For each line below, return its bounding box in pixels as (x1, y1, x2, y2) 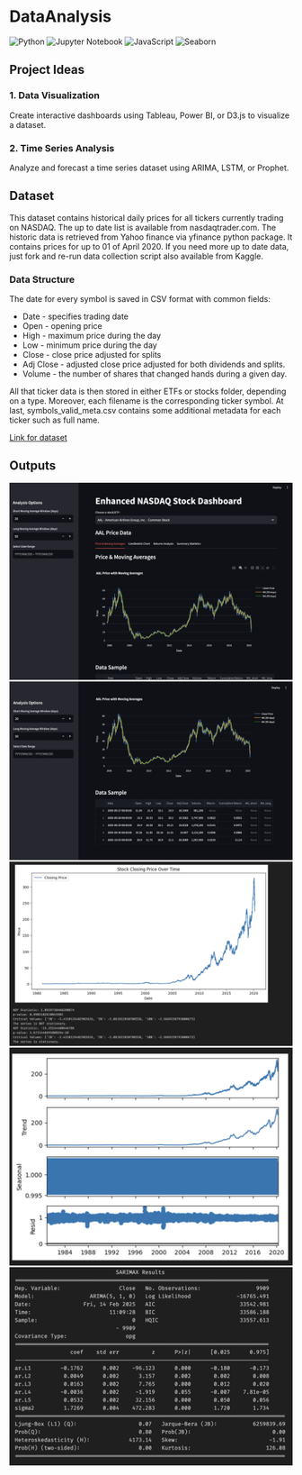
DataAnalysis (9, 6, 112, 27)
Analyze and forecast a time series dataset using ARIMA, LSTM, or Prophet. (9, 162, 289, 173)
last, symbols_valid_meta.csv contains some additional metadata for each (9, 405, 281, 416)
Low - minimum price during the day (22, 340, 157, 351)
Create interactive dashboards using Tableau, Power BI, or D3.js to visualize (9, 110, 290, 121)
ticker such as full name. (9, 414, 101, 425)
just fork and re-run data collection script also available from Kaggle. (9, 250, 263, 261)
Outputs (9, 458, 57, 474)
